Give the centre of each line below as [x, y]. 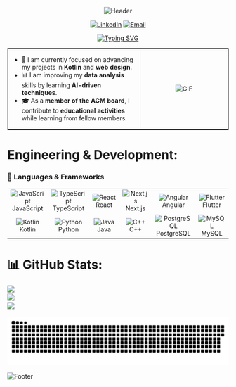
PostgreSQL [173, 233]
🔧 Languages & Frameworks [56, 177]
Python [68, 229]
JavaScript [28, 208]
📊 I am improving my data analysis [73, 75]
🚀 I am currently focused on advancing [77, 59]
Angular [173, 205]
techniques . [39, 92]
